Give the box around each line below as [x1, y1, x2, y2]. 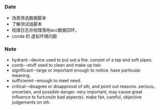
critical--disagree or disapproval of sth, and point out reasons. [11, 83, 137, 89]
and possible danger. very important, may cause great [33, 89, 143, 94]
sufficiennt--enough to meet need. [11, 77, 82, 83]
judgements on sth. [11, 99, 51, 105]
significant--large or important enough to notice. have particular [11, 67, 141, 73]
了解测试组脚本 [11, 21, 42, 27]
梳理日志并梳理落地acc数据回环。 [11, 27, 79, 33]
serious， [138, 83, 158, 89]
